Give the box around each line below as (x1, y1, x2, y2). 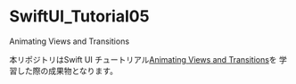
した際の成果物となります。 (16, 65, 119, 76)
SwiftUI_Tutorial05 (9, 6, 150, 27)
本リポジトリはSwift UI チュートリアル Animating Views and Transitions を (9, 54, 278, 64)
